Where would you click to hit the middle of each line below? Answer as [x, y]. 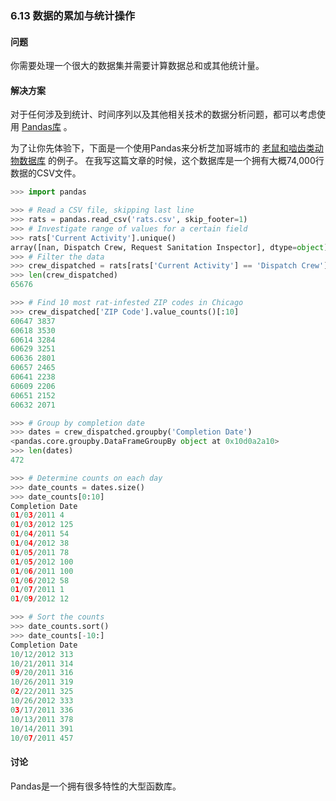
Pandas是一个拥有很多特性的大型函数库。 [96, 786]
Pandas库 [41, 127]
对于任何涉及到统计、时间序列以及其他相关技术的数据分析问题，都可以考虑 [163, 114]
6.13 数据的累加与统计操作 [73, 15]
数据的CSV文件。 [46, 173]
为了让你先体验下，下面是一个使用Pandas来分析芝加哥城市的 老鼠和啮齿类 [162, 148]
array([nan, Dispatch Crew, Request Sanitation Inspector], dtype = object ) [169, 247]
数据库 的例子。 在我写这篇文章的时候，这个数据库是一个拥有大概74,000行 [171, 161]
